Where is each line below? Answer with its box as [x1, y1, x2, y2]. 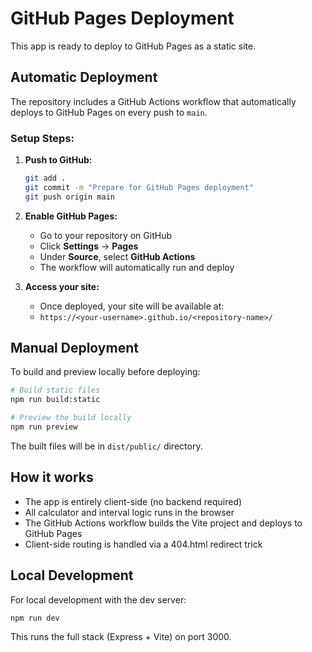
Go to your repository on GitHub [39, 229, 172, 241]
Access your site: [24, 280, 100, 292]
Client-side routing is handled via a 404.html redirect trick [24, 538, 263, 550]
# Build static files [10, 385, 101, 396]
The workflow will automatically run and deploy [39, 261, 235, 273]
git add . [24, 173, 67, 184]
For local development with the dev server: [10, 593, 187, 606]
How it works [10, 469, 94, 486]
